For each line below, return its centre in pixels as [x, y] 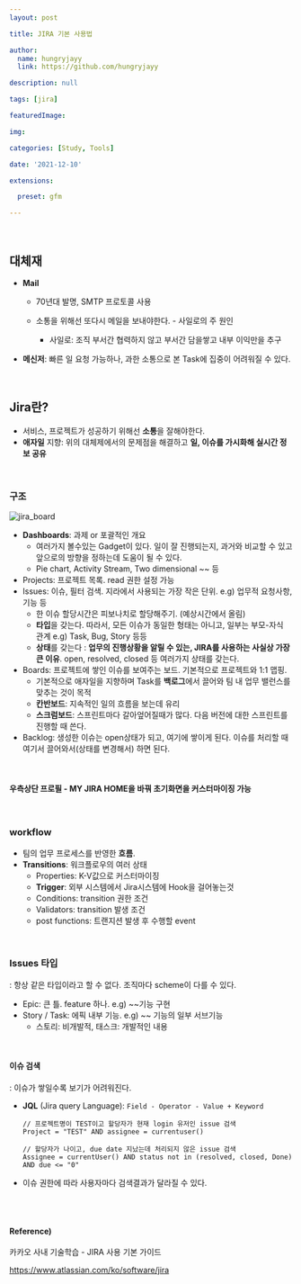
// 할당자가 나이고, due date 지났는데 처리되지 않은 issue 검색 [129, 1149]
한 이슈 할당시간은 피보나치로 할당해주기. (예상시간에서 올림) [141, 614]
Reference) [31, 1231]
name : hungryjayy [50, 58]
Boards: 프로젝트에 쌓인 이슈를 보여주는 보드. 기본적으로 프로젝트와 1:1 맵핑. [155, 670]
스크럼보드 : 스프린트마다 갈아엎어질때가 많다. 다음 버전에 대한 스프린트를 [162, 715]
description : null [44, 83]
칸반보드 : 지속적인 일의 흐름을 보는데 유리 [108, 704]
